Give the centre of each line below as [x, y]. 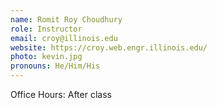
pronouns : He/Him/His [55, 66]
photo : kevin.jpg [46, 57]
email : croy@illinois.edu [64, 38]
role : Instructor [46, 29]
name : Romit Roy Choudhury [66, 19]
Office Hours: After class [61, 94]
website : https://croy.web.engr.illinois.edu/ [109, 47]
